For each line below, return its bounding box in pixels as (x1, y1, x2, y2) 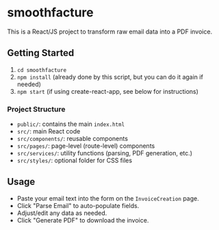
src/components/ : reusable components (16, 135, 129, 143)
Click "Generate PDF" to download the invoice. (16, 216, 149, 224)
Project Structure (7, 104, 66, 114)
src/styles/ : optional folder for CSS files (16, 156, 132, 165)
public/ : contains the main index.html (16, 120, 125, 128)
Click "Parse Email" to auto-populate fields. (16, 201, 140, 209)
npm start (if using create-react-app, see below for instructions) (16, 87, 198, 95)
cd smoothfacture (16, 66, 67, 73)
